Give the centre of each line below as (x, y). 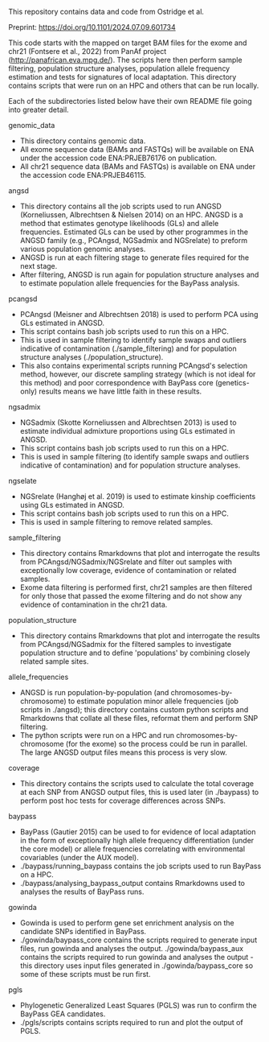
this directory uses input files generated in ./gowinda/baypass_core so (137, 966)
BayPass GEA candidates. (63, 1014)
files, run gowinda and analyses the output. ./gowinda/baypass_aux (131, 948)
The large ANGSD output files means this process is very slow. (123, 752)
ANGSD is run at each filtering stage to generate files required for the (134, 257)
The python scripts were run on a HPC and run (97, 735)
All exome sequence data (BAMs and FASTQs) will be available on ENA (137, 149)
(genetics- (233, 383)
